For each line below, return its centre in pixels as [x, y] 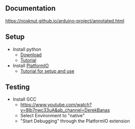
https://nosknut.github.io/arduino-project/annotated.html [65, 20]
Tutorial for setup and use [47, 71]
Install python [27, 49]
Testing [18, 87]
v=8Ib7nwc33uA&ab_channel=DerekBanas [65, 110]
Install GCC [24, 99]
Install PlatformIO [31, 66]
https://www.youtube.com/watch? [56, 105]
